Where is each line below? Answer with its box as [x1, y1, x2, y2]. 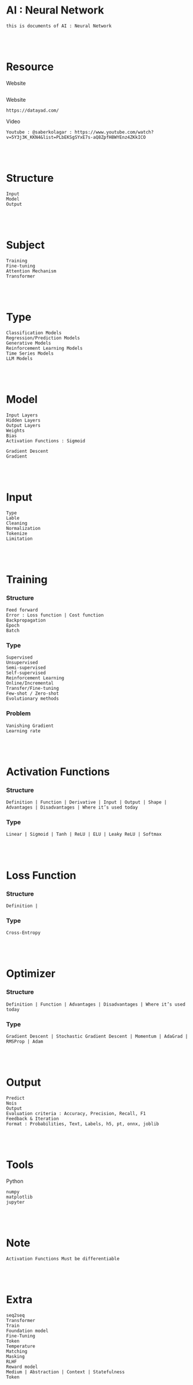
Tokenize [6, 530, 28, 536]
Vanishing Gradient [6, 723, 54, 729]
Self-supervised [6, 670, 46, 676]
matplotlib [6, 1194, 33, 1200]
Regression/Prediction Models [6, 335, 81, 341]
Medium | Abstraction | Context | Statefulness [6, 1369, 125, 1375]
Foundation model [6, 1327, 49, 1334]
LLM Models [6, 355, 33, 362]
